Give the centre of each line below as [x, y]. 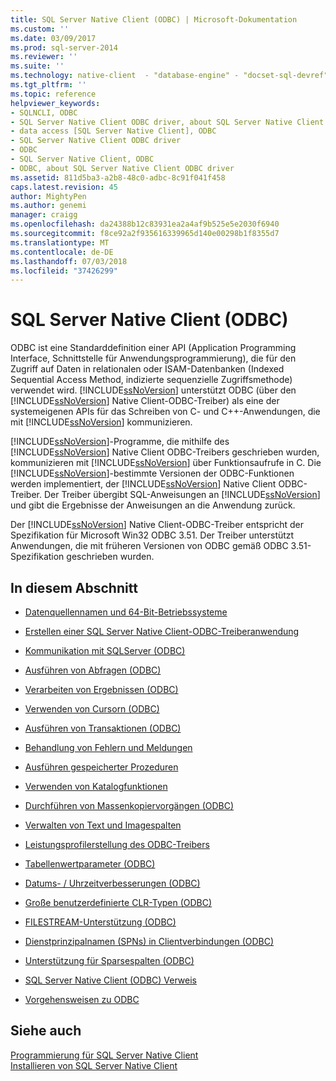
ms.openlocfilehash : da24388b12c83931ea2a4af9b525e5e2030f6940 [145, 224]
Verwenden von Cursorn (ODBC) [92, 709]
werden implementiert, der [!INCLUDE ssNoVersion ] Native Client [143, 484]
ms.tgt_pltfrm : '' [48, 85]
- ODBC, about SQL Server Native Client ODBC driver [122, 168]
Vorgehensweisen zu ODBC [82, 999]
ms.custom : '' [40, 29]
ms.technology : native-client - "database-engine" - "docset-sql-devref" [169, 76]
